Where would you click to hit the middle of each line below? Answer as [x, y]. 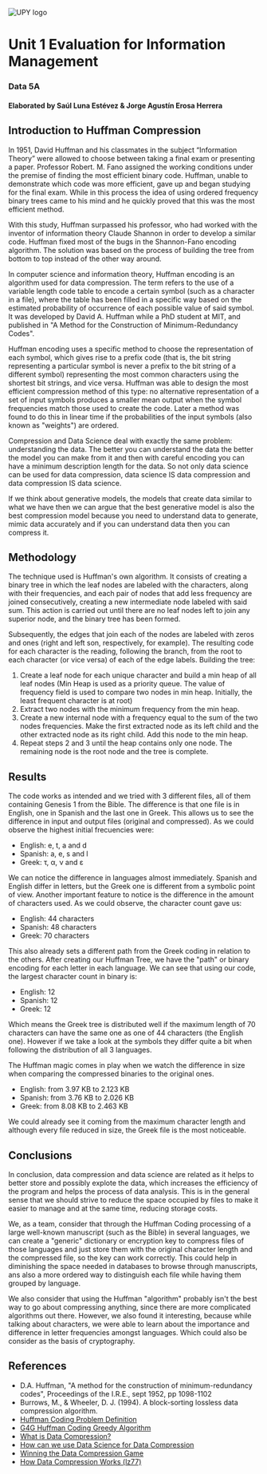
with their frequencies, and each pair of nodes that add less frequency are [130, 594]
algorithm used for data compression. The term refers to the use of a [121, 283]
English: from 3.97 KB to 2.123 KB [75, 1089]
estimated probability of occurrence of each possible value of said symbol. [132, 308]
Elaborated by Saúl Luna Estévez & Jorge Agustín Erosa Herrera [116, 105]
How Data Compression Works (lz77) [80, 1461]
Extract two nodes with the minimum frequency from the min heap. [130, 709]
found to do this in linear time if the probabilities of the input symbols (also [130, 417]
